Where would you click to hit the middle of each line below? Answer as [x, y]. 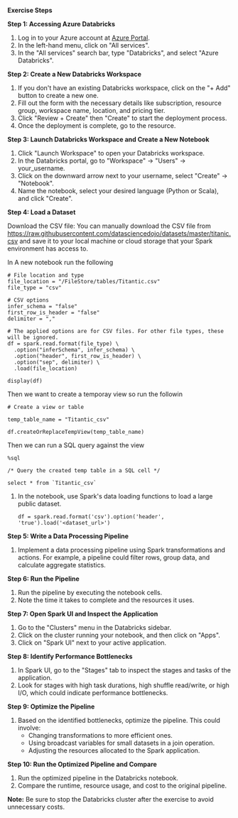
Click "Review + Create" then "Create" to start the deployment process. [122, 118]
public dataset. [39, 504]
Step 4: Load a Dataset [42, 212]
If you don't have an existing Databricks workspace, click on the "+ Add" [124, 88]
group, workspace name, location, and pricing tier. [91, 110]
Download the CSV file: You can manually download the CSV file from [109, 226]
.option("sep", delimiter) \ [57, 362]
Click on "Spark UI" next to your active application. [92, 643]
